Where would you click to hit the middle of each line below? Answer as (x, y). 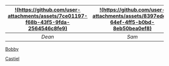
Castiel (13, 59)
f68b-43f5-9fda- (48, 22)
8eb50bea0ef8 (131, 28)
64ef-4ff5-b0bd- (132, 22)
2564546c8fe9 (47, 28)
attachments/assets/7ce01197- (48, 16)
